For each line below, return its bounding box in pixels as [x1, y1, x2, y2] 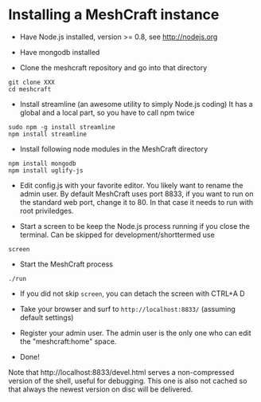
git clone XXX [8, 78, 56, 86]
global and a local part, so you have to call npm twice [19, 108, 195, 117]
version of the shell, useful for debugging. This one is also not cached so [8, 376, 247, 385]
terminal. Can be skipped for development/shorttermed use [19, 230, 215, 239]
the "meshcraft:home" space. [19, 337, 117, 346]
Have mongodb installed [19, 47, 100, 57]
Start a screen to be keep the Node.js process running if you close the [19, 221, 251, 231]
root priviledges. [19, 206, 74, 215]
